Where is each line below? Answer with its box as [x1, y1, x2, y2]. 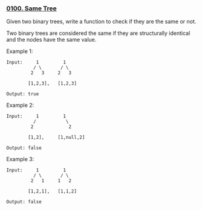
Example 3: [6, 156, 34, 163]
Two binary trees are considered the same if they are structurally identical [6, 30, 191, 37]
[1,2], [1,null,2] [28, 135, 85, 141]
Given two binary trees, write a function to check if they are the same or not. [6, 18, 197, 25]
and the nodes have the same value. [6, 36, 97, 43]
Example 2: [6, 101, 34, 109]
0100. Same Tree [6, 4, 57, 13]
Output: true [6, 91, 39, 97]
